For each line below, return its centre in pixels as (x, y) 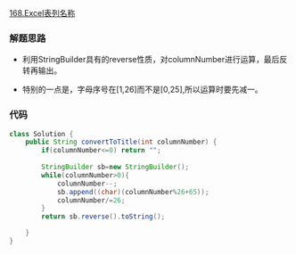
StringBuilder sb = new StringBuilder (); (115, 168)
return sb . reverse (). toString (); (103, 217)
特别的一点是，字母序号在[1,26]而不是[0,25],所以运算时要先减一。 (142, 90)
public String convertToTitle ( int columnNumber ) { (121, 142)
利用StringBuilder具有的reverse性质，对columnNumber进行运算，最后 (151, 60)
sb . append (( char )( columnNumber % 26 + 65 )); (133, 192)
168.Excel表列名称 (42, 13)
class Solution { (41, 134)
